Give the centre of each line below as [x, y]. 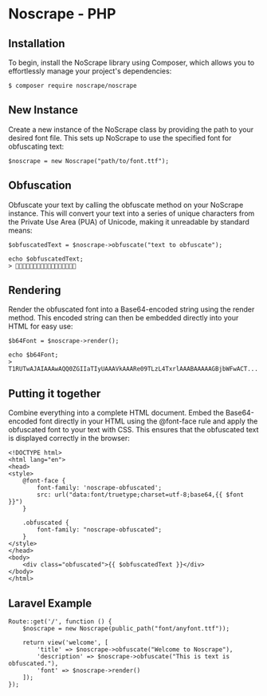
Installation [37, 44]
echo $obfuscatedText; [46, 259]
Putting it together [55, 394]
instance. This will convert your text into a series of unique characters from [132, 213]
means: [21, 230]
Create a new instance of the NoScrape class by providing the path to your [131, 129]
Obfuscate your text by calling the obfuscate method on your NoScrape [126, 205]
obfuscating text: [36, 146]
